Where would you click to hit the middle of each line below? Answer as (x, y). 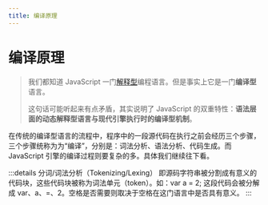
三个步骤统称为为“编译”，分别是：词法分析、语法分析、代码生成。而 (120, 146)
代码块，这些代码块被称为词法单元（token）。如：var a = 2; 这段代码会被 (127, 183)
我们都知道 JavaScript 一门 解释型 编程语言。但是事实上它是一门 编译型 (142, 82)
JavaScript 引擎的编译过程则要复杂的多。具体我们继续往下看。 (111, 155)
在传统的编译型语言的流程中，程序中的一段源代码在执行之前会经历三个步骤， (134, 135)
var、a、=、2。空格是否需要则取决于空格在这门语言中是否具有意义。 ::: (134, 192)
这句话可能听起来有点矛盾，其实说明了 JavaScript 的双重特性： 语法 (138, 108)
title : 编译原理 (33, 16)
